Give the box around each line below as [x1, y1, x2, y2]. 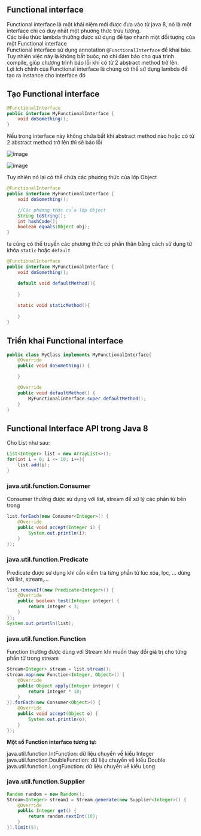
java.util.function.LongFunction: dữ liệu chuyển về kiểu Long [7, 762, 156, 769]
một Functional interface [7, 40, 68, 47]
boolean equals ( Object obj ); [17, 224, 90, 230]
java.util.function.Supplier [7, 777, 86, 786]
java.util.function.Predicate [7, 556, 89, 564]
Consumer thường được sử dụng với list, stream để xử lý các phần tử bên [7, 496, 187, 503]
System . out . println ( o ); [28, 716, 87, 722]
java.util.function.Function [7, 635, 86, 643]
